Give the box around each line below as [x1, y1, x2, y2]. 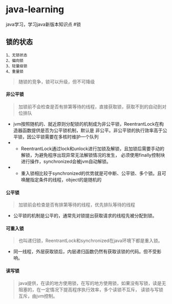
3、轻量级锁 [6, 63, 28, 69]
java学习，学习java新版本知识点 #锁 [6, 21, 81, 27]
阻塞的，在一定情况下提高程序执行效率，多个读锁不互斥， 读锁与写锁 [18, 286, 163, 293]
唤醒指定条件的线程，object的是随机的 [20, 176, 102, 183]
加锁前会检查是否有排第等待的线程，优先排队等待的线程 [18, 201, 135, 208]
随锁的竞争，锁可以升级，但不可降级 [18, 78, 95, 85]
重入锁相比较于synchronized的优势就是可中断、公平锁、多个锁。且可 [20, 170, 166, 176]
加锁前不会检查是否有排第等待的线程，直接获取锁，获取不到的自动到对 [18, 104, 167, 110]
